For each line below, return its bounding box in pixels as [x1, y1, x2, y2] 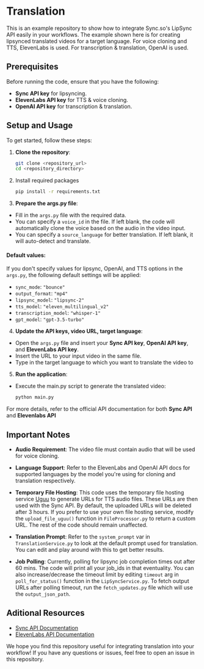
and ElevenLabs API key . [15, 346, 79, 353]
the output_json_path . [15, 590, 71, 598]
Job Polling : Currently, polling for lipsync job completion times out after [15, 558, 195, 565]
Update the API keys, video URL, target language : [15, 328, 143, 335]
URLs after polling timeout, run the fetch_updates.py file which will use [15, 584, 194, 591]
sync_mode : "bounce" [15, 283, 65, 291]
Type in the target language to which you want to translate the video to [15, 359, 194, 366]
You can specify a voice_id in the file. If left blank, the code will [15, 218, 175, 225]
